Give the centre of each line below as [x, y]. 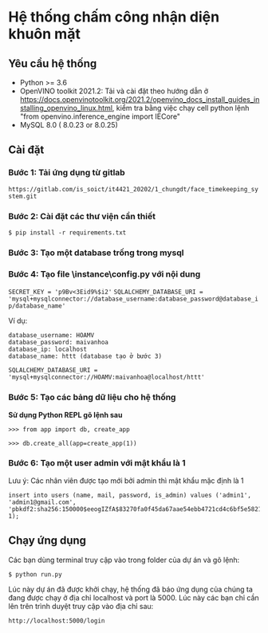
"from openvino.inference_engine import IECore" [100, 116]
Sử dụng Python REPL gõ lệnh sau [65, 415]
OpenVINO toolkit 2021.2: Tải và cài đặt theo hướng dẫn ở [114, 91]
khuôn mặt [45, 34]
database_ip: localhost [48, 350]
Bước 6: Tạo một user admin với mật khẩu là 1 [97, 463]
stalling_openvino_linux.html [66, 108]
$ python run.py [35, 574]
